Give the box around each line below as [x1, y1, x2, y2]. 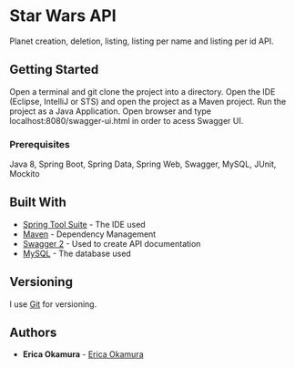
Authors [9, 325, 57, 341]
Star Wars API [9, 5, 117, 26]
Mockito [9, 169, 40, 179]
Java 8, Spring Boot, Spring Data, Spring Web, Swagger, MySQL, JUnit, [9, 158, 277, 169]
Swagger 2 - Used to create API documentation [22, 238, 201, 249]
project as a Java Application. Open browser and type [9, 106, 212, 117]
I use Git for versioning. [9, 298, 97, 310]
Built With [9, 195, 66, 210]
